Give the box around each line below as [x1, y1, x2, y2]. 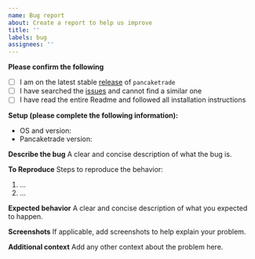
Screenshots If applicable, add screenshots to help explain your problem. [8, 227, 246, 236]
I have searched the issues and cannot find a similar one [19, 86, 202, 96]
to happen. [8, 212, 43, 221]
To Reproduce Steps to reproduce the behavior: [8, 165, 163, 174]
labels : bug [8, 33, 47, 42]
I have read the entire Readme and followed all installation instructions [19, 95, 246, 104]
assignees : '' [8, 41, 55, 49]
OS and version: [19, 126, 72, 136]
